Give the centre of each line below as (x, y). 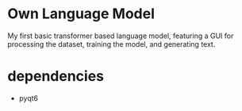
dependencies (56, 77)
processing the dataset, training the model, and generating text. (111, 44)
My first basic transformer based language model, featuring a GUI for (121, 36)
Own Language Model (81, 14)
